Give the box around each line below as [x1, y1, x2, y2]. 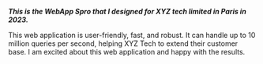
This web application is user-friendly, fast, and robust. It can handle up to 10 [8, 31, 256, 40]
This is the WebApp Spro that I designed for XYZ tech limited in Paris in [8, 7, 246, 16]
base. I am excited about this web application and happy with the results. [8, 47, 246, 56]
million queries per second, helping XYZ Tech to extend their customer [8, 39, 239, 48]
